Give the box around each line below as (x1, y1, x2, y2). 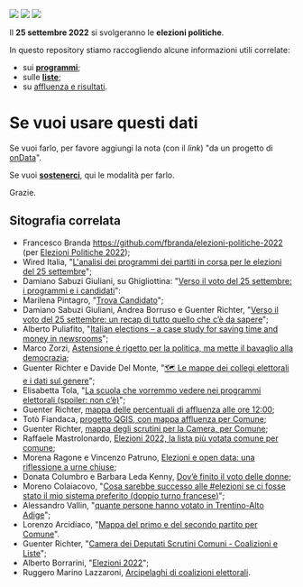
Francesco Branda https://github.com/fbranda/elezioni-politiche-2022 (22, 237, 284, 248)
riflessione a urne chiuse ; (22, 461, 117, 472)
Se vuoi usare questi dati (9, 113, 198, 133)
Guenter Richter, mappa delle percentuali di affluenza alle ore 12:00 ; (22, 404, 275, 415)
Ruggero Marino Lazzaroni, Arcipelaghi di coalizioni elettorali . (22, 566, 251, 577)
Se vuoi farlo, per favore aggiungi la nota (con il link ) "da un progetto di (9, 142, 273, 153)
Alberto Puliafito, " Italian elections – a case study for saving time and (22, 323, 279, 334)
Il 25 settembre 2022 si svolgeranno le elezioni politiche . (9, 27, 225, 38)
